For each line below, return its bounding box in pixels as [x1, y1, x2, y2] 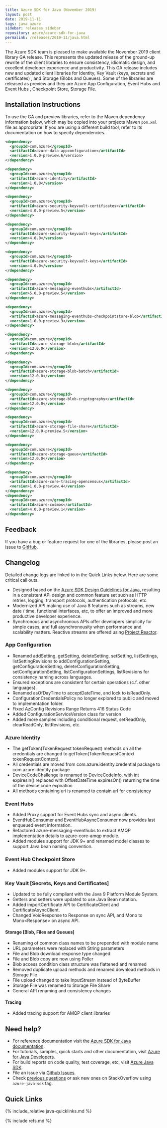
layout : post [5, 12, 32, 17]
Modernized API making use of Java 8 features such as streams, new [12, 602, 155, 609]
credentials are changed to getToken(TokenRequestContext [12, 751, 135, 757]
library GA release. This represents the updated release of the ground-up [5, 54, 155, 60]
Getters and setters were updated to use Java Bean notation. [12, 897, 138, 902]
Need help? [5, 1025, 41, 1033]
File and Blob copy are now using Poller [12, 956, 93, 962]
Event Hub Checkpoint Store [5, 856, 76, 863]
